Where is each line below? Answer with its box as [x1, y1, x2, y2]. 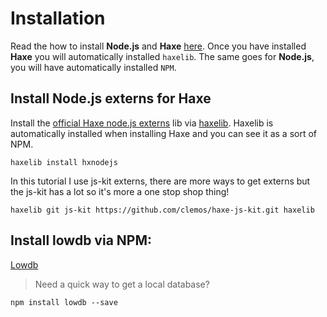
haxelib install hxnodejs [10, 157, 118, 167]
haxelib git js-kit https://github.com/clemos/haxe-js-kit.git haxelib [10, 205, 315, 215]
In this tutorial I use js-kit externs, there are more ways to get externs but [10, 175, 311, 187]
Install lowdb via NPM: [10, 232, 153, 249]
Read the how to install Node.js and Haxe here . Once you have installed [10, 40, 307, 52]
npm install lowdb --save [10, 297, 118, 307]
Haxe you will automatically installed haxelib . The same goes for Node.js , [10, 50, 315, 62]
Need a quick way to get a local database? [34, 278, 210, 290]
